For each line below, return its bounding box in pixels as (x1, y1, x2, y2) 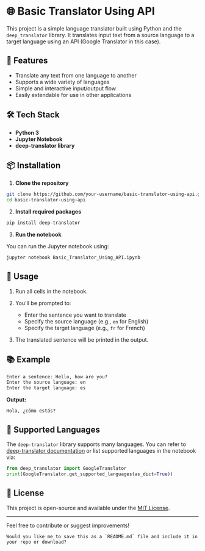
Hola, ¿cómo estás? (6, 408, 56, 414)
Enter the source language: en (6, 380, 86, 386)
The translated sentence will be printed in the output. (15, 336, 149, 343)
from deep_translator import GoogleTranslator (6, 465, 127, 471)
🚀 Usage (6, 272, 38, 282)
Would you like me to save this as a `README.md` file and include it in (6, 533, 198, 539)
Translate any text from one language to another (15, 71, 137, 79)
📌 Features (6, 56, 48, 66)
